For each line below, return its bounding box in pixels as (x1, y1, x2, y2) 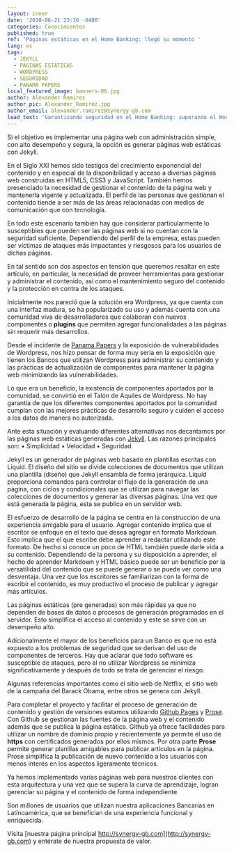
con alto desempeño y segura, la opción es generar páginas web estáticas (7, 140, 221, 148)
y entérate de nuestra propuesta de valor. (32, 837, 152, 845)
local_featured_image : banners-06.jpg (7, 88, 120, 95)
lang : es (7, 42, 33, 49)
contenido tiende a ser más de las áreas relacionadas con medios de (7, 198, 205, 206)
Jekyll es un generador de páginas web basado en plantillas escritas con (7, 455, 217, 464)
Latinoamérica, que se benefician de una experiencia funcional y (7, 808, 193, 816)
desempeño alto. (7, 622, 56, 631)
